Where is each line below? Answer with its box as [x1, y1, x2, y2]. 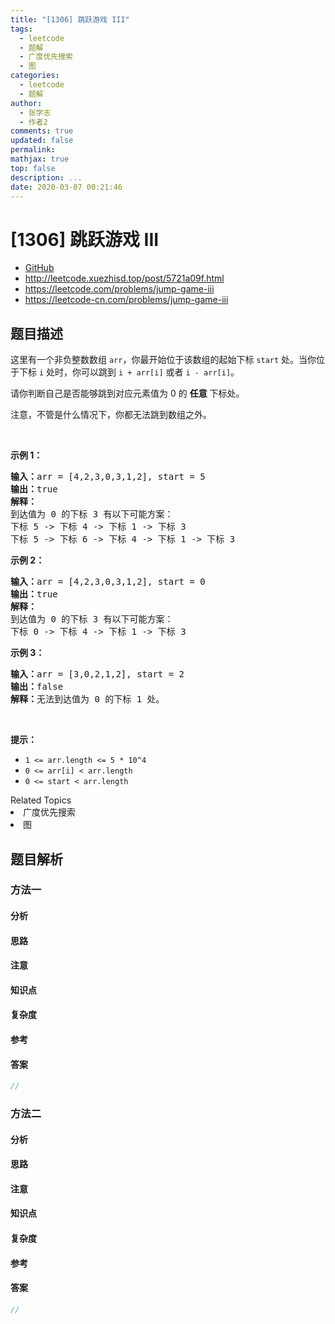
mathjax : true [10, 154, 70, 164]
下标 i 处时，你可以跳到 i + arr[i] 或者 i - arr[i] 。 [18, 366, 240, 378]
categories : [10, 71, 60, 81]
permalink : [10, 145, 56, 155]
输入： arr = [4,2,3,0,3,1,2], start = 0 [10, 576, 206, 588]
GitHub [24, 262, 55, 274]
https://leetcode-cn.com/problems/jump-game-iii [24, 294, 229, 306]
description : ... [10, 172, 83, 183]
